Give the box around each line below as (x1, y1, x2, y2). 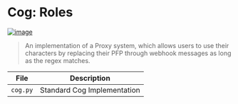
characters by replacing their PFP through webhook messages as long (24, 49, 232, 57)
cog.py (11, 86, 33, 94)
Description (70, 73, 110, 83)
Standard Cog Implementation (40, 85, 140, 95)
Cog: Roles (7, 4, 73, 21)
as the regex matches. (24, 56, 90, 64)
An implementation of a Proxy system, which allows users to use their (24, 41, 229, 50)
